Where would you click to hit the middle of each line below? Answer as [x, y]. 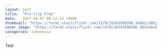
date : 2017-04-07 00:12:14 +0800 [41, 18]
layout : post [18, 9]
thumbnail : [16, 23]
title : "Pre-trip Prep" [30, 14]
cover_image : [18, 27]
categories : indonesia [28, 32]
